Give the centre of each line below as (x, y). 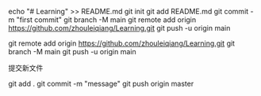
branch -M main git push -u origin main (72, 52)
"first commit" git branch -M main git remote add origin (106, 20)
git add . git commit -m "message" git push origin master (101, 83)
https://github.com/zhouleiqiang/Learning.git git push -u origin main (119, 28)
